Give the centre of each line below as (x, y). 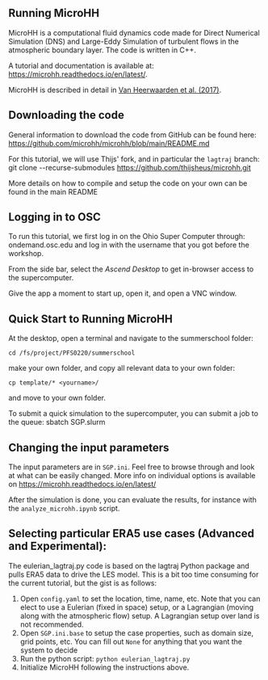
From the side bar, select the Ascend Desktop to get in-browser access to (131, 269)
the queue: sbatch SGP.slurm (57, 422)
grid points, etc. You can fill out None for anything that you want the (131, 641)
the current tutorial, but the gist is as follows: (83, 583)
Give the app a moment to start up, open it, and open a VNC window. (123, 293)
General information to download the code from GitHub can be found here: (132, 134)
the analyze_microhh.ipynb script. (64, 509)
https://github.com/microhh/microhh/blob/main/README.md (109, 143)
